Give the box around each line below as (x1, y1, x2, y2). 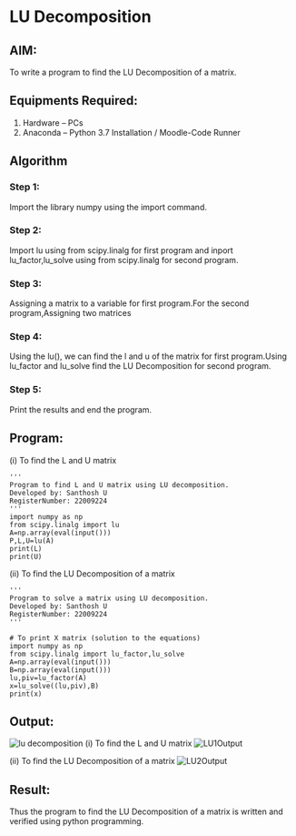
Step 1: (9, 180, 40, 193)
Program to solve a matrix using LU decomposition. (9, 594, 209, 603)
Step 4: (9, 331, 43, 343)
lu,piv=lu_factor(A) (9, 673, 88, 682)
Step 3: (9, 277, 43, 290)
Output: (9, 713, 54, 729)
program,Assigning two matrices (9, 308, 132, 319)
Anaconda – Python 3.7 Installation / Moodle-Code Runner (22, 127, 241, 138)
